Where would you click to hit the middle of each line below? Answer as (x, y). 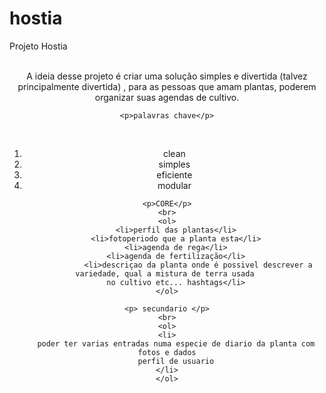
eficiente (174, 174)
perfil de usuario (176, 361)
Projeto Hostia (38, 46)
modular (174, 185)
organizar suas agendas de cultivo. (167, 97)
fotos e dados (167, 352)
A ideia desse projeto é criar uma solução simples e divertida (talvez (167, 76)
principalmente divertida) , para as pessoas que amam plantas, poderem (167, 86)
